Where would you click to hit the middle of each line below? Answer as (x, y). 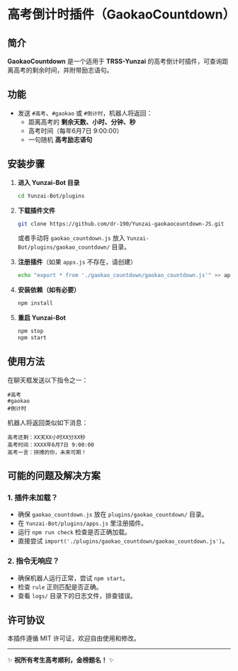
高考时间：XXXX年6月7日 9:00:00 (51, 445)
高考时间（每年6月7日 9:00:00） (75, 130)
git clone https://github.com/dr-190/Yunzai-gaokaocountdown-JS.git (121, 224)
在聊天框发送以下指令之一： (48, 380)
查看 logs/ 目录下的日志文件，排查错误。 (77, 595)
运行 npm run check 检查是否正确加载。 (74, 532)
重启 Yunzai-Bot (41, 318)
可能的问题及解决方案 (54, 476)
